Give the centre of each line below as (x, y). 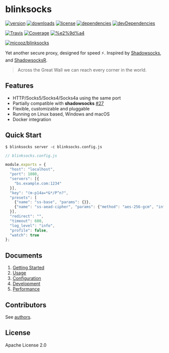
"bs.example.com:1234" (38, 183)
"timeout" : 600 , (27, 221)
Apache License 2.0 (26, 345)
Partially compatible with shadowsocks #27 (58, 103)
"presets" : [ (23, 198)
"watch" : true (24, 235)
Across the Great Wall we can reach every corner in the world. (82, 70)
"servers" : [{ (24, 179)
